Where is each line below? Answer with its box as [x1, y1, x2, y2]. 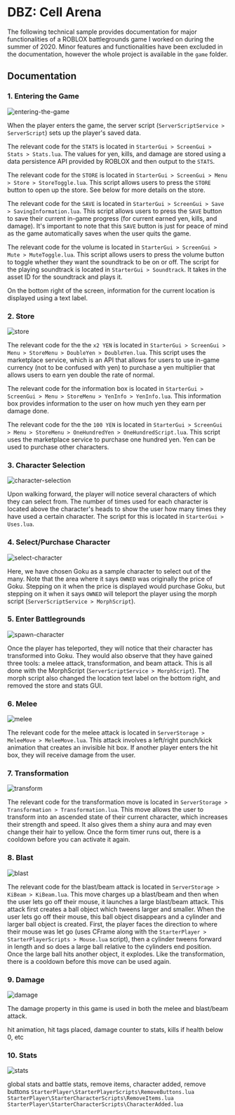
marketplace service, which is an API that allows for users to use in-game [7, 356, 220, 364]
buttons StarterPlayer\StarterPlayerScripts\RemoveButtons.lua [7, 1088, 195, 1096]
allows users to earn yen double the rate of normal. [7, 370, 155, 379]
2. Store [7, 311, 35, 321]
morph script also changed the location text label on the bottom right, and [7, 673, 221, 682]
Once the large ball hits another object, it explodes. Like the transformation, [7, 950, 225, 958]
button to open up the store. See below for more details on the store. [7, 186, 206, 194]
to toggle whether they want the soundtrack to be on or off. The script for [7, 257, 220, 266]
